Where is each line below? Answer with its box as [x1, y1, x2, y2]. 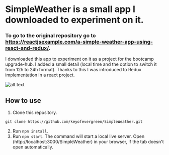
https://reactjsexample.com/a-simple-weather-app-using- [5, 39, 153, 46]
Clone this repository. [12, 109, 57, 116]
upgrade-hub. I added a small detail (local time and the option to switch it [5, 61, 157, 67]
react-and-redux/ [5, 45, 49, 52]
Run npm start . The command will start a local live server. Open [12, 133, 145, 139]
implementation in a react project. [5, 72, 75, 78]
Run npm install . [12, 128, 49, 134]
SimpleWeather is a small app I [5, 4, 136, 15]
